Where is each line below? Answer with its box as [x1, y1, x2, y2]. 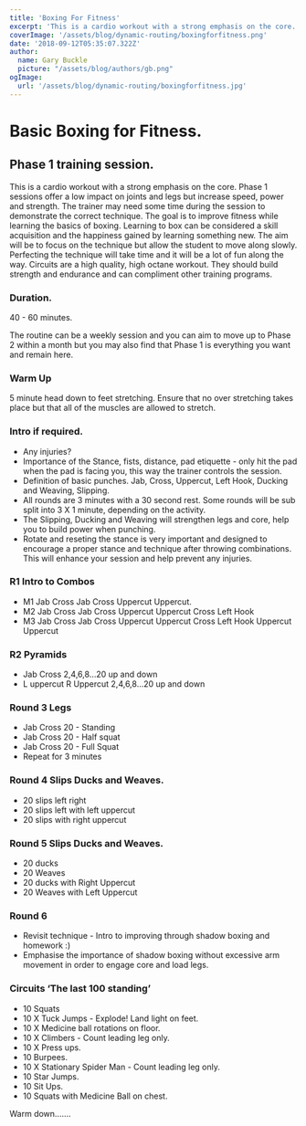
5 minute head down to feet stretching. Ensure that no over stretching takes [9, 393, 294, 404]
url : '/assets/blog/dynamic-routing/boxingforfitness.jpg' [17, 81, 248, 90]
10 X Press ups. [22, 1042, 81, 1053]
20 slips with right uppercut [22, 814, 127, 825]
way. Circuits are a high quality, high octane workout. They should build [9, 258, 279, 269]
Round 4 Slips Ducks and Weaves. [9, 773, 164, 786]
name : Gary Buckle [17, 56, 89, 65]
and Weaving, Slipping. [22, 485, 110, 496]
